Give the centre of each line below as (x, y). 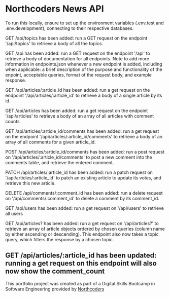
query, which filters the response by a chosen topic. (60, 239)
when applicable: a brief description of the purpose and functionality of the (84, 69)
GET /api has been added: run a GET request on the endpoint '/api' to (78, 53)
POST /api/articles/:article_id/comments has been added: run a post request (85, 152)
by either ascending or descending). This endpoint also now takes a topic (82, 234)
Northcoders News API (55, 9)
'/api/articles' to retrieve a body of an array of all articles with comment (80, 116)
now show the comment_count (55, 271)
